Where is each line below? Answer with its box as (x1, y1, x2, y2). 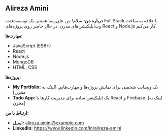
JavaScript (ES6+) (12, 43, 51, 49)
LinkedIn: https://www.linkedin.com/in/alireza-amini (12, 125, 122, 131)
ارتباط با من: (5, 110, 29, 116)
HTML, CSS (12, 64, 37, 70)
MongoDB (12, 58, 34, 65)
